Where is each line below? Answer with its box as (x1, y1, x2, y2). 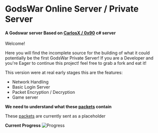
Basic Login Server (12, 84, 50, 90)
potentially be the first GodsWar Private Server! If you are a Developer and (5, 55, 154, 61)
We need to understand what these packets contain (5, 104, 112, 110)
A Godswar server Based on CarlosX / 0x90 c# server (5, 30, 116, 36)
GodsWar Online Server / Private (5, 3, 139, 15)
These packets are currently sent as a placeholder (5, 113, 106, 119)
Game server (12, 94, 38, 100)
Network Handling (12, 79, 49, 85)
